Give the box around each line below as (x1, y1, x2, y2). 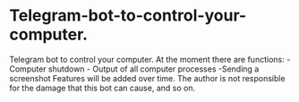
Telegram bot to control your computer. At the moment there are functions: (9, 54, 285, 64)
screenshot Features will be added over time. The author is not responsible (9, 72, 286, 83)
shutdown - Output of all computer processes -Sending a (47, 64, 260, 74)
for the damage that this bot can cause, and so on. (9, 82, 195, 93)
